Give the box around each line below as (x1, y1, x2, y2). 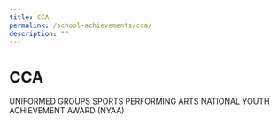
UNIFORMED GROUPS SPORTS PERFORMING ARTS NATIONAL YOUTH (9, 96, 270, 106)
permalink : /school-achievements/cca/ (9, 21, 152, 30)
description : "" (9, 29, 69, 38)
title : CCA (9, 12, 50, 22)
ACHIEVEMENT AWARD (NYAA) (9, 105, 125, 116)
